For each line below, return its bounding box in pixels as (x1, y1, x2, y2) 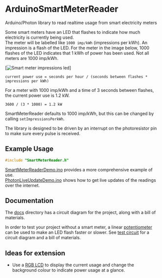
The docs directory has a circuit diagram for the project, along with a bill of (5, 210, 156, 216)
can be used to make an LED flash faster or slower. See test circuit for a (5, 229, 149, 235)
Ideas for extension (5, 249, 66, 257)
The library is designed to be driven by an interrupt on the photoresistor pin (5, 125, 157, 131)
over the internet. (5, 182, 40, 188)
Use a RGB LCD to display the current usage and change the (12, 262, 135, 268)
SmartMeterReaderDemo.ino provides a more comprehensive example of (5, 167, 153, 172)
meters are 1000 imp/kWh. (5, 55, 59, 61)
